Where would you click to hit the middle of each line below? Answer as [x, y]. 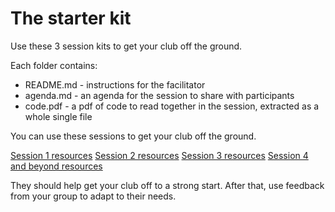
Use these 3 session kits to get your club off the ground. [126, 46]
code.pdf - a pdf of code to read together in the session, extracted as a [172, 106]
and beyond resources [56, 166]
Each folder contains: [54, 65]
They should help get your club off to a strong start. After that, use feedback [167, 185]
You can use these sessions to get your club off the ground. [133, 136]
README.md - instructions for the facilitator [115, 84]
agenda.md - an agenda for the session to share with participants [159, 95]
